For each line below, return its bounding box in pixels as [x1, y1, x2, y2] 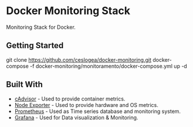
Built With [6, 79, 43, 89]
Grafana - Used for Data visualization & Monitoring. [14, 113, 138, 121]
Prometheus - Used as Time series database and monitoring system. [14, 108, 181, 115]
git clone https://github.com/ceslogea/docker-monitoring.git [6, 56, 151, 63]
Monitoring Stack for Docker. [6, 24, 76, 31]
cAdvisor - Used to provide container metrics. [14, 95, 126, 102]
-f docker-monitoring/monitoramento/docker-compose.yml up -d [30, 62, 188, 69]
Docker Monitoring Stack [6, 4, 131, 18]
